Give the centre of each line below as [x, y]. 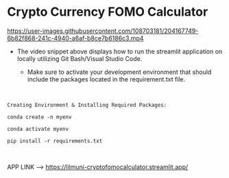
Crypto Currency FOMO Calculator [108, 12]
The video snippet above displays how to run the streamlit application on [120, 51]
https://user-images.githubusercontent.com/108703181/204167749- [103, 31]
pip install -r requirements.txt [55, 141]
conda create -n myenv [39, 117]
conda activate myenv [38, 129]
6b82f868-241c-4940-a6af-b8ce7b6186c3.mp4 [75, 38]
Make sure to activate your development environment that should [119, 72]
